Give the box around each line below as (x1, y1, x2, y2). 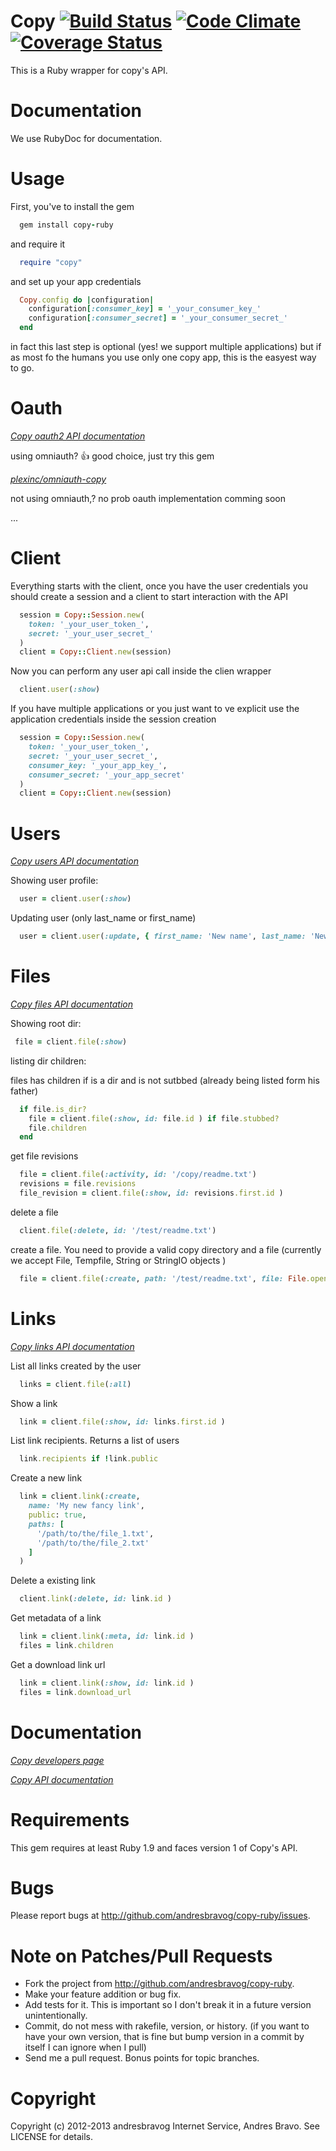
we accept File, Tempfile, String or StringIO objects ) (10, 1254, 227, 1266)
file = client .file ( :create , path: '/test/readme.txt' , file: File (19, 1273, 307, 1284)
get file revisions (10, 1150, 79, 1162)
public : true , (28, 1510, 87, 1520)
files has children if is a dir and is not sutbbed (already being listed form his (10, 1074, 320, 1086)
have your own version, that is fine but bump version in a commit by (24, 2031, 305, 2043)
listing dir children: (10, 1055, 87, 1067)
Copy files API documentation (10, 998, 134, 1010)
